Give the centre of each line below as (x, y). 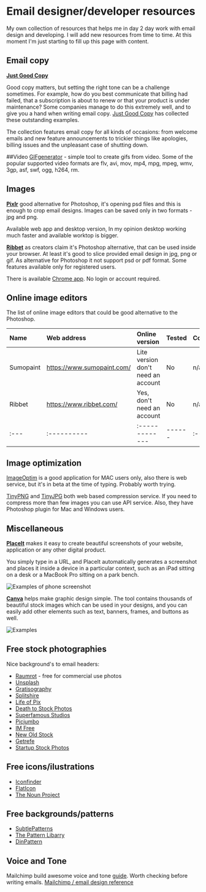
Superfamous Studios (43, 715)
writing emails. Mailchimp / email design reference (70, 882)
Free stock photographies (57, 649)
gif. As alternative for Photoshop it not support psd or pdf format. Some (97, 260)
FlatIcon (25, 788)
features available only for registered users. (61, 267)
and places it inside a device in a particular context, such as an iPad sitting (101, 568)
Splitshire (27, 695)
